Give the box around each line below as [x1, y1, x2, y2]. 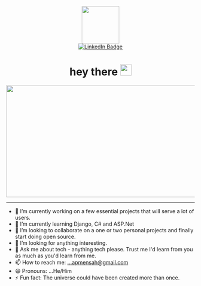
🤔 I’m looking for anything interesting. [14, 239, 108, 247]
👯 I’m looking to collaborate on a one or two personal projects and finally [14, 226, 194, 233]
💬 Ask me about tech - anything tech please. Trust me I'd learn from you [14, 245, 193, 253]
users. [14, 214, 31, 221]
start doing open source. [14, 233, 76, 240]
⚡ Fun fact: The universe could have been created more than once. [14, 274, 180, 281]
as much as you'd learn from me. [14, 252, 97, 259]
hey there [69, 65, 118, 79]
